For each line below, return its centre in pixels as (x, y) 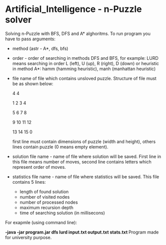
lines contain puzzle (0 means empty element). (60, 147)
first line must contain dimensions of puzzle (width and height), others (84, 141)
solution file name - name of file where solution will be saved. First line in (87, 156)
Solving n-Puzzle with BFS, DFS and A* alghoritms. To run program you (78, 33)
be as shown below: (33, 84)
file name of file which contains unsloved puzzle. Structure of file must (84, 78)
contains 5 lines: (29, 182)
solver (19, 20)
